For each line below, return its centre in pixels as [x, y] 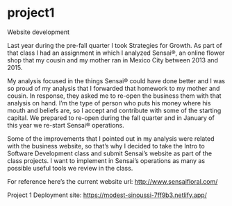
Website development [38, 32]
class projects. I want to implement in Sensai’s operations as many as [106, 160]
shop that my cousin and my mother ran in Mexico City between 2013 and [113, 60]
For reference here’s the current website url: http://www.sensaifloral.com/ [113, 181]
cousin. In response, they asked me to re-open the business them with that [114, 96]
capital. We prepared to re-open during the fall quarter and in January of [111, 118]
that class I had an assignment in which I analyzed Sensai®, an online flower [116, 53]
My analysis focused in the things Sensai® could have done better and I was [116, 80]
